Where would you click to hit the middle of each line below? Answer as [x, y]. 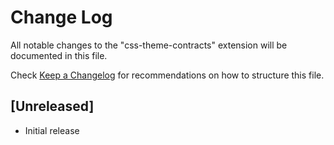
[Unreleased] [52, 106]
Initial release [52, 130]
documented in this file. [59, 55]
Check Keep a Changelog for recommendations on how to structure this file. [167, 75]
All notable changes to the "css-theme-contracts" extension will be [149, 45]
